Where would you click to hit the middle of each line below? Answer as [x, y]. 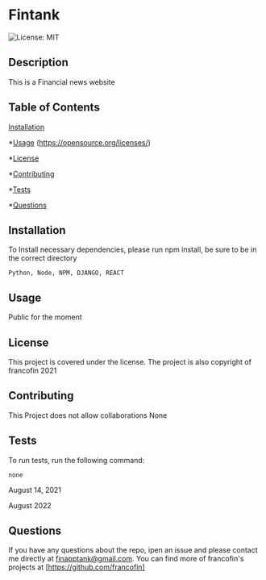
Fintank [34, 15]
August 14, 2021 [35, 490]
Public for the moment [45, 317]
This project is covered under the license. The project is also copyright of [130, 362]
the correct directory [43, 258]
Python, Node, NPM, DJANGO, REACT [66, 273]
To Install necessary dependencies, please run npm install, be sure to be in [133, 250]
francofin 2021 [33, 370]
